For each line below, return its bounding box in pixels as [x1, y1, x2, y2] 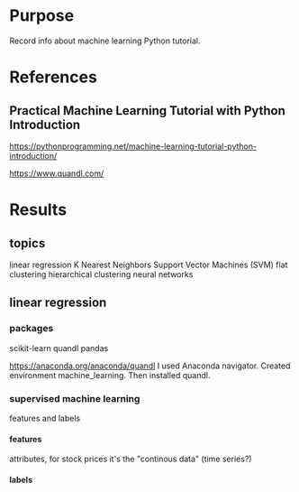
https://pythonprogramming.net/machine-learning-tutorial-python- [9, 141, 258, 152]
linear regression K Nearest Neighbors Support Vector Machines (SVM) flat [9, 259, 288, 270]
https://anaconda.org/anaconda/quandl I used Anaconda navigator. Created [9, 360, 291, 371]
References [9, 67, 97, 88]
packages [9, 322, 54, 335]
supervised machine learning [9, 392, 140, 404]
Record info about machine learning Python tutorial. [9, 35, 201, 46]
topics [9, 236, 46, 251]
